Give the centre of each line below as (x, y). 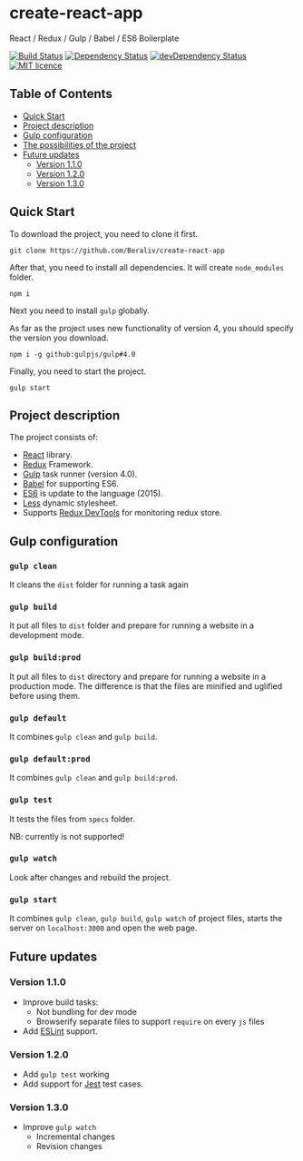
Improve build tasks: (60, 1002)
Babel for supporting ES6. (71, 484)
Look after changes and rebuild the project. (90, 877)
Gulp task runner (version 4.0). (80, 474)
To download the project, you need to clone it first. (104, 233)
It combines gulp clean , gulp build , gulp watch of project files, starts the (146, 919)
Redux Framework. (58, 465)
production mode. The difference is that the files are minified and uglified (146, 686)
